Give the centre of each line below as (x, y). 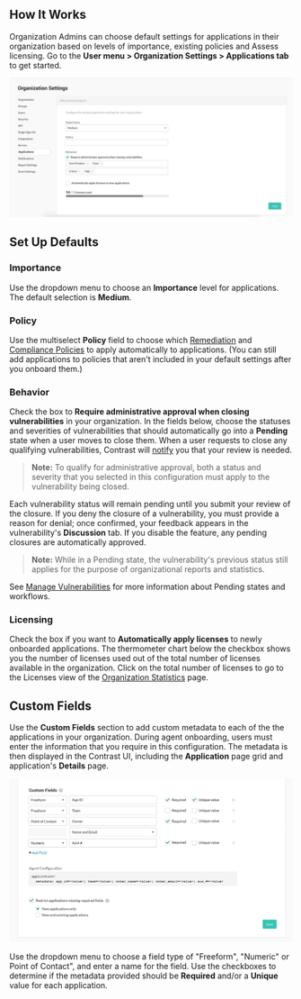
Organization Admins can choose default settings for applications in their (144, 36)
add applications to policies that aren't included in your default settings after (150, 359)
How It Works (48, 15)
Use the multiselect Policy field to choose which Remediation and (131, 340)
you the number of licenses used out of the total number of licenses (135, 658)
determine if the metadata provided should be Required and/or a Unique (144, 976)
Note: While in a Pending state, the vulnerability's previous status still (159, 560)
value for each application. (58, 985)
